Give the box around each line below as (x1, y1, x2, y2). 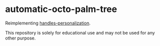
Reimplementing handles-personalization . (5, 20, 91, 26)
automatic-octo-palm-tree (5, 3, 117, 15)
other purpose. (5, 35, 36, 41)
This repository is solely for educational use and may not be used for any (5, 29, 156, 35)
